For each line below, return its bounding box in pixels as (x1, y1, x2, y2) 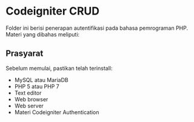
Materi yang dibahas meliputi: (5, 30, 80, 38)
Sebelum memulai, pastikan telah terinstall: (5, 64, 113, 72)
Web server (14, 102, 44, 109)
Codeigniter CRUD (5, 4, 100, 18)
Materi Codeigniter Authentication (14, 108, 99, 116)
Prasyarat (5, 49, 44, 59)
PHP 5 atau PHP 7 (14, 83, 59, 90)
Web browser (14, 95, 48, 103)
